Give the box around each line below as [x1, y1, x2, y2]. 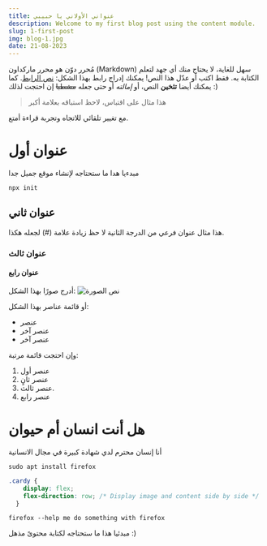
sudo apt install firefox [8, 462, 96, 471]
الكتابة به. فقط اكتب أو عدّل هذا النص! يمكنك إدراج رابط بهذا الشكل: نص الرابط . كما [8, 73, 260, 83]
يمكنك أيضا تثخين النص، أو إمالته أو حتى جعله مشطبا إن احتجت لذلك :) [8, 82, 218, 92]
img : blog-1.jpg [8, 34, 63, 43]
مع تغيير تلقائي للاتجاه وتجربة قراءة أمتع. [8, 113, 129, 123]
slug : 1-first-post [8, 27, 75, 35]
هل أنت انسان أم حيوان [8, 420, 145, 439]
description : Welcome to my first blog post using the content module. [8, 19, 256, 28]
